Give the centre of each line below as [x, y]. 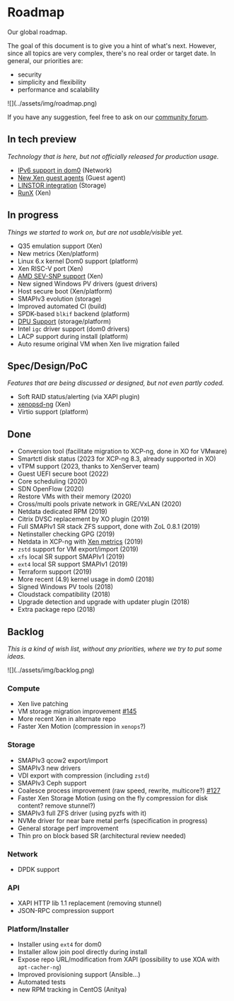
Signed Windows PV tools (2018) [65, 587]
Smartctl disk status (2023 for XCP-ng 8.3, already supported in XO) [117, 459]
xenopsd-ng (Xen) [44, 404]
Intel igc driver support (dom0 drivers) [74, 329]
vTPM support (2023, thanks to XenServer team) [89, 466]
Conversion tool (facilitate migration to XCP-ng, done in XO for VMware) [122, 452]
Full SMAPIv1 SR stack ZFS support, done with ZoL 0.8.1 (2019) [109, 527]
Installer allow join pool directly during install [82, 952]
